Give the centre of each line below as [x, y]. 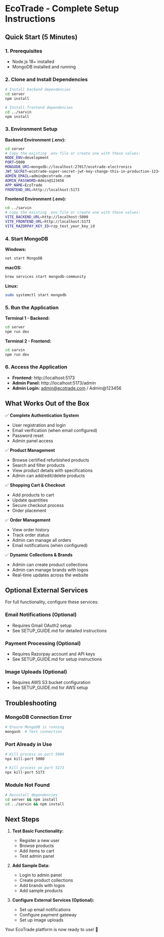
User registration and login [39, 425]
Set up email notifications [45, 910]
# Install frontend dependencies [39, 107]
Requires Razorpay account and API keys [53, 654]
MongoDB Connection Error [39, 717]
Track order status [31, 535]
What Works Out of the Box [47, 403]
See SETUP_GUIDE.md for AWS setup [50, 687]
